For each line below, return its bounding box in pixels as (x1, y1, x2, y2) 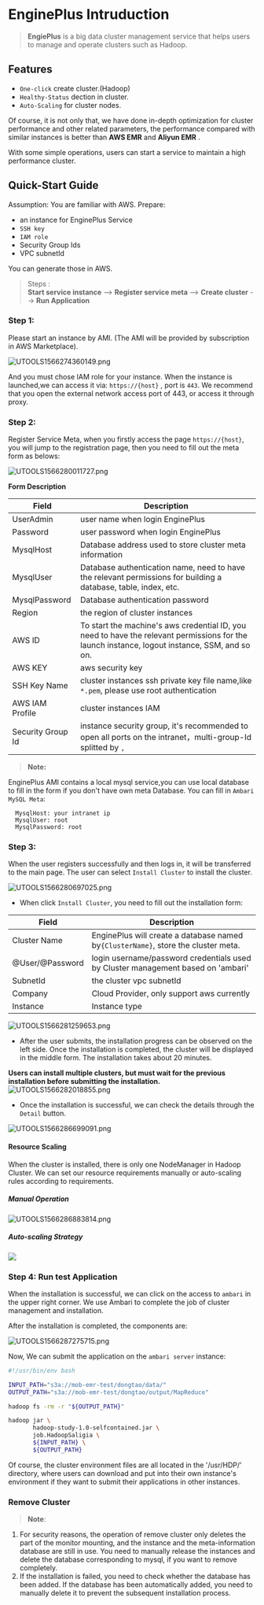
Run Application (36, 295, 90, 305)
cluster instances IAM (79, 703, 160, 714)
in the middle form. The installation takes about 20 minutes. (19, 1053, 212, 1063)
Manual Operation (8, 1194, 69, 1204)
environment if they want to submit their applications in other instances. (8, 1477, 240, 1486)
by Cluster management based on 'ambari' (91, 963, 249, 974)
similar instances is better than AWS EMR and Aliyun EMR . (8, 132, 200, 142)
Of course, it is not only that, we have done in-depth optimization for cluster (8, 116, 254, 125)
